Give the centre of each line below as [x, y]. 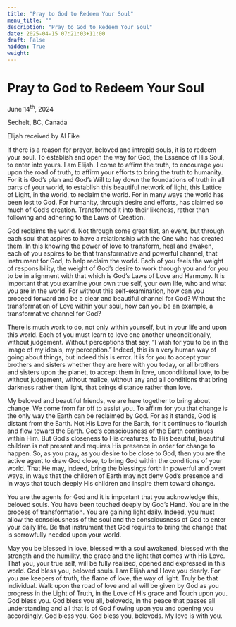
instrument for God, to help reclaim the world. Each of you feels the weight [116, 261]
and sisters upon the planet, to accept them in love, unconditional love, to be [118, 372]
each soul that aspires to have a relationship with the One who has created [116, 239]
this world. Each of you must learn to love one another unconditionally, [110, 335]
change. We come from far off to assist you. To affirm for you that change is [117, 408]
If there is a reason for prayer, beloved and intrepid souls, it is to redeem [112, 150]
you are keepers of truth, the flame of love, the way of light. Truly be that [113, 578]
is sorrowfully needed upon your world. [64, 535]
